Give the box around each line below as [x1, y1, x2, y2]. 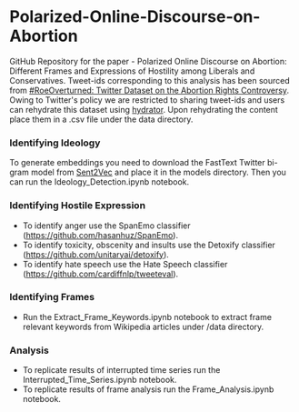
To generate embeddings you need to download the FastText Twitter [9, 157, 265, 168]
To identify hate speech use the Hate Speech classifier [22, 258, 228, 269]
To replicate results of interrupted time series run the [22, 365, 221, 376]
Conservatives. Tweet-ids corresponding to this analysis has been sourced [9, 75, 291, 85]
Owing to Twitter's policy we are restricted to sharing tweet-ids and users [9, 94, 285, 106]
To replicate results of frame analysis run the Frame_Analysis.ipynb [22, 384, 274, 395]
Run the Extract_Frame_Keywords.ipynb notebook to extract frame [22, 311, 273, 322]
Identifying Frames [9, 291, 95, 304]
